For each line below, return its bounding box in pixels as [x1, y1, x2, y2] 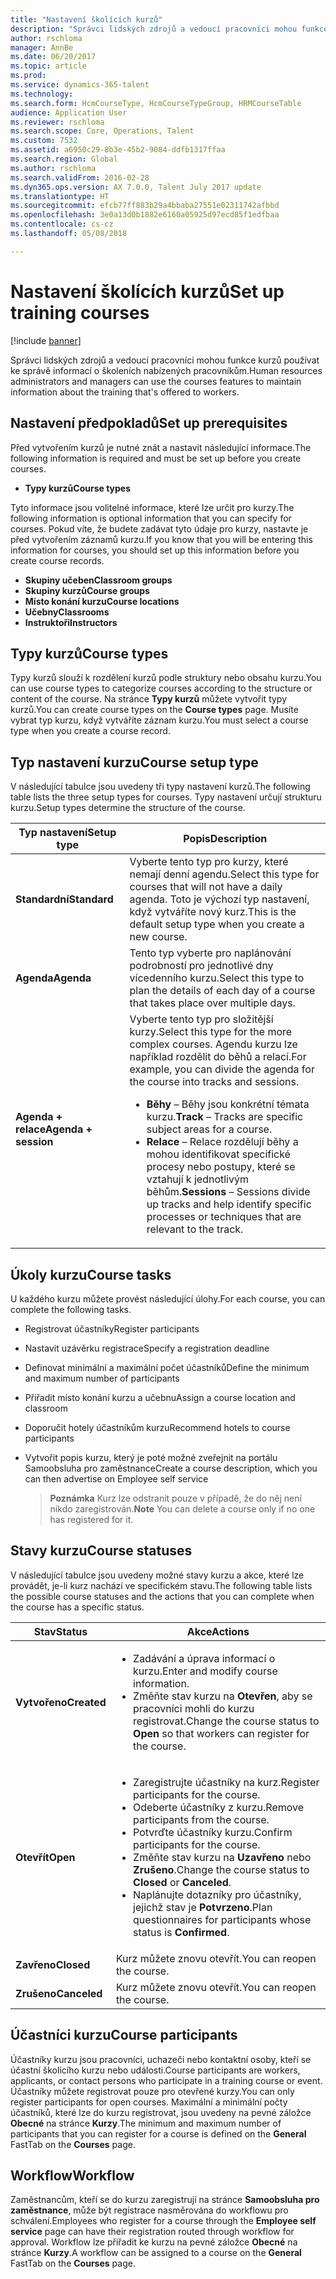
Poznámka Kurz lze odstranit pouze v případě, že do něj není [49, 1492, 302, 1504]
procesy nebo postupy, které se [146, 1160, 296, 1174]
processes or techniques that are [146, 1210, 302, 1224]
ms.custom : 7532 [10, 136, 78, 146]
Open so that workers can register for [133, 1726, 310, 1740]
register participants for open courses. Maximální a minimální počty [10, 2096, 288, 2108]
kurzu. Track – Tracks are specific [146, 1110, 304, 1124]
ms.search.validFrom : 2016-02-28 [10, 172, 150, 183]
